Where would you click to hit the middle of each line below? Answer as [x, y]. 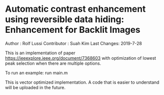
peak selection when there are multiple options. [53, 63]
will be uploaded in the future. [35, 87]
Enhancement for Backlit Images [73, 30]
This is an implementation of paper [40, 53]
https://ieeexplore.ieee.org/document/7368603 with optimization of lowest [81, 58]
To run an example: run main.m [36, 72]
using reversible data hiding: [65, 19]
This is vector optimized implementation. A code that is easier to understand [82, 82]
